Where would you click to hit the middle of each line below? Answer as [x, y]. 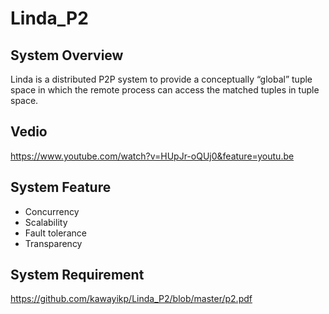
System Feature [61, 187]
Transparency [53, 243]
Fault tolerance [55, 233]
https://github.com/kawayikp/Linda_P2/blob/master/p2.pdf [131, 299]
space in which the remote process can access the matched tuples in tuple [165, 90]
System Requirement [77, 275]
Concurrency [52, 211]
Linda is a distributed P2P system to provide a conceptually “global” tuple [161, 79]
